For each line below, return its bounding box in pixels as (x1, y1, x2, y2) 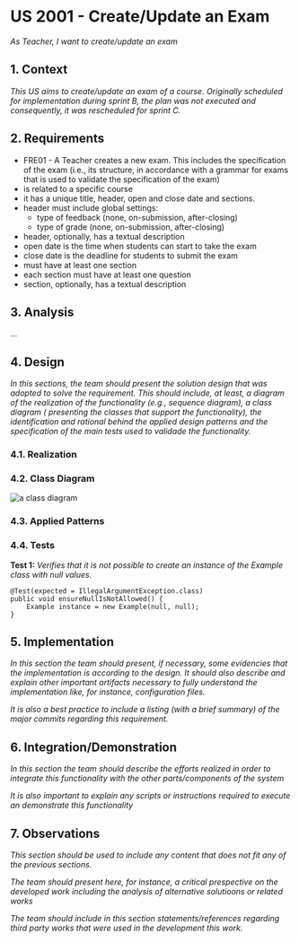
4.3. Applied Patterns (10, 515, 105, 528)
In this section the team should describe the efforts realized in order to (10, 763, 271, 774)
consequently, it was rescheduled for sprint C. (10, 105, 181, 116)
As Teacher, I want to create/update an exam (10, 36, 178, 47)
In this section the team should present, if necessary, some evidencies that (10, 658, 288, 669)
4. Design (10, 354, 66, 370)
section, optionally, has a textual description (22, 278, 187, 289)
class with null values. (10, 569, 92, 580)
